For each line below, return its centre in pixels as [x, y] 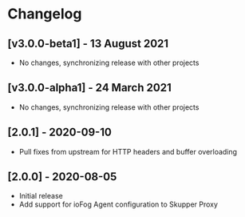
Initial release [41, 196]
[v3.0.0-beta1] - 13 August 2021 [88, 44]
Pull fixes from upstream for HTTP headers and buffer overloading [128, 151]
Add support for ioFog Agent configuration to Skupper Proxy [119, 204]
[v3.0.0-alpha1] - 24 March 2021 [90, 88]
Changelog [45, 14]
